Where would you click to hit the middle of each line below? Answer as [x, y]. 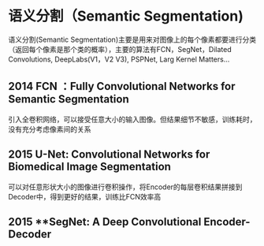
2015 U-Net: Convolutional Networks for [109, 155]
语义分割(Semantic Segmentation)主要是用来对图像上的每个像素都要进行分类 [132, 39]
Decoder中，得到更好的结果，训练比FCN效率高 [85, 196]
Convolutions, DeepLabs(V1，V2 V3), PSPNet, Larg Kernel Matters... [119, 59]
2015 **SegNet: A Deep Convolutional [105, 222]
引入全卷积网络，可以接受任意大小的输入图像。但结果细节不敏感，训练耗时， [132, 119]
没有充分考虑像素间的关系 [50, 129]
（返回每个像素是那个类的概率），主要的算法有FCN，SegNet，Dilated [120, 49]
